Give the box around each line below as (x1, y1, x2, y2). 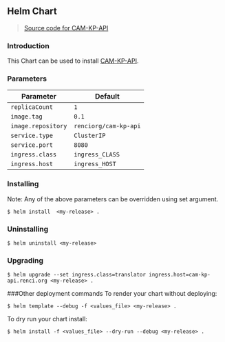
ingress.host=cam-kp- (149, 272, 211, 279)
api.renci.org (7, 277, 48, 285)
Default (95, 92, 120, 101)
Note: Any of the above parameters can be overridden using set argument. (7, 194, 219, 203)
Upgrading (7, 255, 43, 265)
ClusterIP (73, 132, 106, 140)
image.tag (10, 113, 43, 121)
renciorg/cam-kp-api (73, 122, 141, 130)
